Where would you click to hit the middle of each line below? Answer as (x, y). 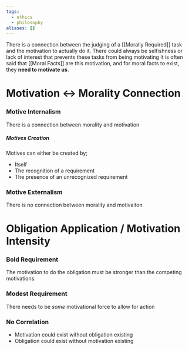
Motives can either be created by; (47, 153)
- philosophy (27, 22)
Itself (21, 164)
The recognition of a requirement (55, 171)
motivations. (21, 279)
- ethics (22, 17)
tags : (13, 11)
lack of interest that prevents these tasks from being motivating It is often (95, 57)
